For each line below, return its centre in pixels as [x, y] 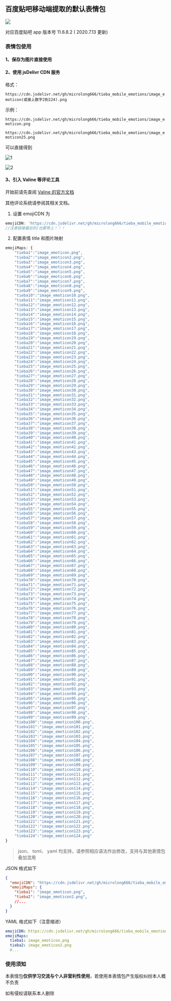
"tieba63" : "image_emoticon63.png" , [52, 547]
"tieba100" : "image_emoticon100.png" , [54, 722]
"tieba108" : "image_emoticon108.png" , [54, 760]
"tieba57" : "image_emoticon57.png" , [52, 518]
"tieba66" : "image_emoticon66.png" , [52, 561]
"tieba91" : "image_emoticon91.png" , [52, 680]
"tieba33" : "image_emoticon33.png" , [52, 404]
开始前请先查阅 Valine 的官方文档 [40, 192]
